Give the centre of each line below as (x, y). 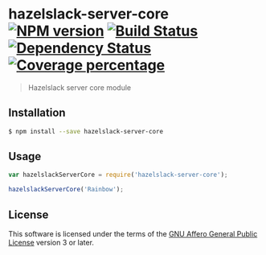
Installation (37, 113)
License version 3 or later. (51, 243)
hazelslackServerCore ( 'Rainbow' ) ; (66, 190)
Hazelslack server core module (79, 87)
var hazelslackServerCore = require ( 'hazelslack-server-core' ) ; (118, 175)
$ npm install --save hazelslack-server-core (86, 131)
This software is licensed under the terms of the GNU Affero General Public (133, 234)
